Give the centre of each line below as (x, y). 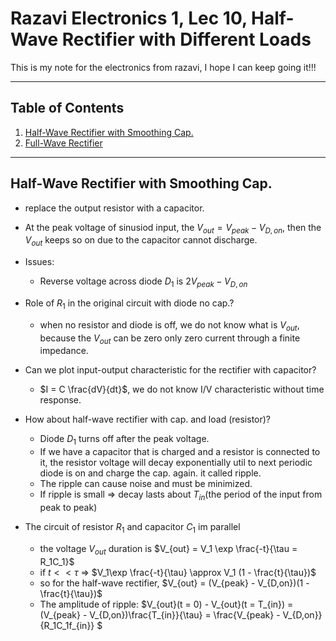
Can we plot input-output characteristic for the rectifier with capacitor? (170, 370)
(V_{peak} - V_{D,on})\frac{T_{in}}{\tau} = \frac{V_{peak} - (160, 614)
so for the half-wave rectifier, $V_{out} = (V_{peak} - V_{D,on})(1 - (174, 583)
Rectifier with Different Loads (186, 39)
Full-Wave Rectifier (63, 143)
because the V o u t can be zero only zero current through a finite (170, 339)
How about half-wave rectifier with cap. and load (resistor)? (148, 419)
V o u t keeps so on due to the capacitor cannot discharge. (141, 241)
